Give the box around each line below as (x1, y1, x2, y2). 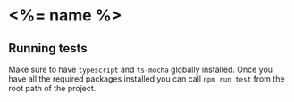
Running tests (8, 41, 88, 56)
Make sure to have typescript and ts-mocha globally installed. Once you (8, 64, 273, 75)
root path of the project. (8, 83, 97, 93)
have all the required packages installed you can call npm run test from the (8, 74, 285, 84)
